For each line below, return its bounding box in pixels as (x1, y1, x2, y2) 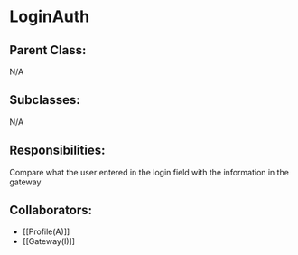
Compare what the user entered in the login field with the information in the (9, 166, 289, 177)
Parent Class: (9, 42, 87, 58)
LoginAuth (9, 6, 90, 27)
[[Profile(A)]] (22, 226, 70, 237)
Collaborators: (9, 203, 93, 218)
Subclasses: (9, 92, 81, 108)
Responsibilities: (9, 143, 106, 158)
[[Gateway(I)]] (22, 236, 75, 247)
